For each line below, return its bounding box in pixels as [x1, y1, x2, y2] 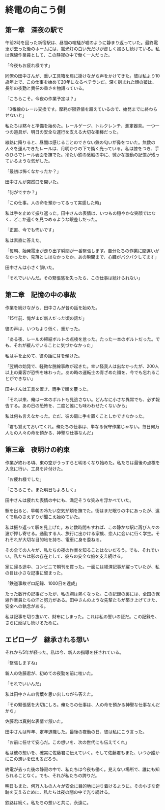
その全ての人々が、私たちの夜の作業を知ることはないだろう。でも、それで [5, 547, 155, 553]
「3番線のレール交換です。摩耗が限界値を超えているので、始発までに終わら [5, 106, 158, 112]
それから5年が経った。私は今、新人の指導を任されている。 [5, 649, 124, 655]
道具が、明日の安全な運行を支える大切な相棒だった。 [13, 129, 121, 135]
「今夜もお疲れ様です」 [5, 63, 53, 68]
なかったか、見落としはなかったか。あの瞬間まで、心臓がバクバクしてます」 [5, 254, 160, 260]
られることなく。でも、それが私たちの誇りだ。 [5, 773, 100, 778]
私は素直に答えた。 [5, 237, 44, 243]
